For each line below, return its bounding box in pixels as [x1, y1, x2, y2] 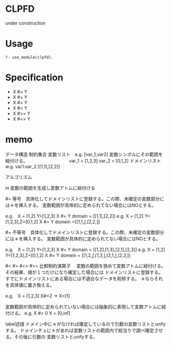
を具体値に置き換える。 [5, 282, 55, 288]
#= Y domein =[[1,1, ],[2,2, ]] [43, 218, 100, 225]
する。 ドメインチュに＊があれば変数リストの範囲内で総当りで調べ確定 [5, 327, 154, 333]
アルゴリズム [5, 174, 32, 180]
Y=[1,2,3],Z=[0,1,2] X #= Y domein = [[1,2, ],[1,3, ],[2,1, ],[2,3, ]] [5, 252, 131, 258]
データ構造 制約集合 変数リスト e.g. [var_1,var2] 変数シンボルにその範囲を [5, 151, 163, 157]
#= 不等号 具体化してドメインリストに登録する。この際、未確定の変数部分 [5, 229, 164, 235]
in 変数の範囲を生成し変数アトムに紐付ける [5, 185, 95, 191]
